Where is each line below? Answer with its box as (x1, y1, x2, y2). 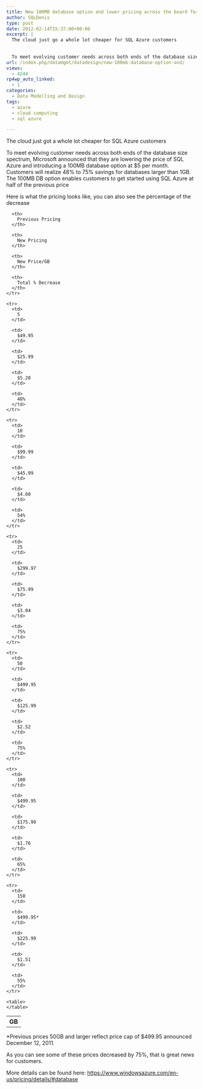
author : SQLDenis (6, 15, 50, 21)
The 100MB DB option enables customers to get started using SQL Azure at (6, 175, 194, 182)
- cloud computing (11, 110, 59, 116)
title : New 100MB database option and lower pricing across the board (6, 8, 188, 15)
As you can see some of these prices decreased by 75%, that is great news (6, 1051, 195, 1058)
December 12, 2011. (6, 1039, 55, 1047)
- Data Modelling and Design (11, 93, 85, 99)
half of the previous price (6, 181, 69, 189)
